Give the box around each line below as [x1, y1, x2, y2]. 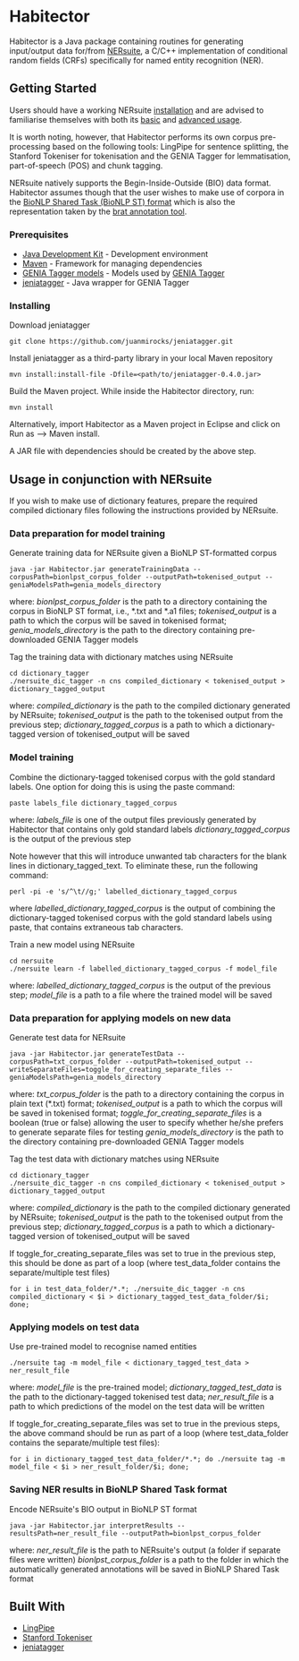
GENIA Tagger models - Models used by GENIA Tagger [21, 268, 225, 278]
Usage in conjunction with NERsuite [9, 472, 212, 487]
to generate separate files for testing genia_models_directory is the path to [9, 1126, 284, 1138]
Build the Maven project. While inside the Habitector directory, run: [9, 386, 254, 397]
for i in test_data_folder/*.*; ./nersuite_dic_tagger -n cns [9, 1285, 245, 1294]
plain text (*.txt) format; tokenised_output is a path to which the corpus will [9, 1099, 283, 1109]
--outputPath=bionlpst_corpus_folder [120, 1528, 262, 1537]
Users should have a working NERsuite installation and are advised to [9, 105, 264, 116]
